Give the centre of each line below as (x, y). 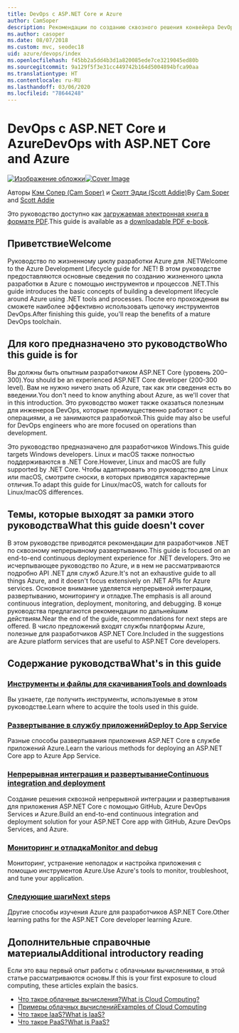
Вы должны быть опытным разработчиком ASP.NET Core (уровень (109, 372)
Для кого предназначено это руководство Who (117, 344)
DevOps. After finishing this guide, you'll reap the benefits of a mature (109, 313)
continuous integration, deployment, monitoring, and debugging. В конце (115, 603)
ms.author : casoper (36, 34)
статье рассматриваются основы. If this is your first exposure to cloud (112, 978)
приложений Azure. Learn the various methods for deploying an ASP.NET (115, 748)
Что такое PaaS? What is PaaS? (64, 1022)
